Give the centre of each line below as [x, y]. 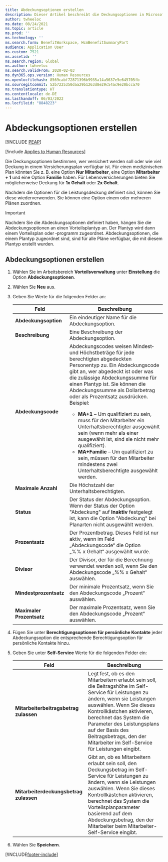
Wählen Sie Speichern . [36, 844]
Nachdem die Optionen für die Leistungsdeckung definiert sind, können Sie [83, 193]
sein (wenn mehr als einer [108, 433]
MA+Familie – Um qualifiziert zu [115, 451]
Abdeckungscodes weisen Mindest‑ [111, 346]
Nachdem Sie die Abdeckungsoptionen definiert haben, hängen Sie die [78, 223]
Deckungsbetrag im [111, 770]
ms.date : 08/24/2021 [27, 24]
